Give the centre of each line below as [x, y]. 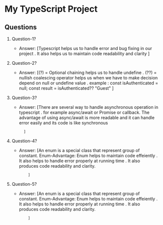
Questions [21, 27]
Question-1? [24, 39]
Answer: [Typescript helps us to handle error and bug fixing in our [85, 48]
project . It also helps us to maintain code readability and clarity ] [84, 53]
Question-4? [24, 141]
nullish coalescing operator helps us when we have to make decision [88, 78]
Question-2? [24, 63]
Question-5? [24, 184]
